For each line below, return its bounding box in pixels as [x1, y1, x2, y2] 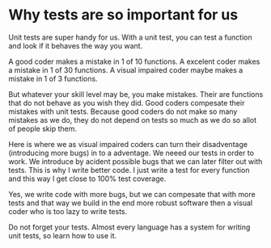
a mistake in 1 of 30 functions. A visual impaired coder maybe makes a [8, 65, 243, 74]
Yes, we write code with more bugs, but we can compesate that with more [8, 189, 256, 199]
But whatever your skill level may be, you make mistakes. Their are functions [8, 89, 264, 99]
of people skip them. [8, 124, 77, 133]
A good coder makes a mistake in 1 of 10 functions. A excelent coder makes [8, 57, 260, 66]
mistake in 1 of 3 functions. [8, 74, 99, 83]
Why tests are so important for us [8, 6, 239, 24]
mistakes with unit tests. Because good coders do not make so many [8, 107, 238, 116]
